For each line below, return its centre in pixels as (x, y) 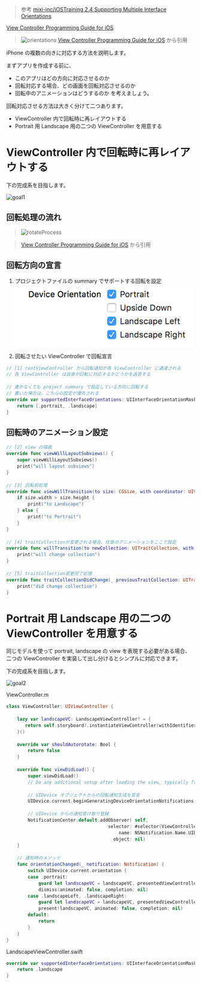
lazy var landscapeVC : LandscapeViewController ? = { (84, 719)
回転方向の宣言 (34, 265)
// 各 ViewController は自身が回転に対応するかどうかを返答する (78, 374)
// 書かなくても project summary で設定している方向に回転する (77, 387)
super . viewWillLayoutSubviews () (57, 460)
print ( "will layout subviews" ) (56, 466)
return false (44, 751)
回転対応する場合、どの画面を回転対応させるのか (75, 86)
